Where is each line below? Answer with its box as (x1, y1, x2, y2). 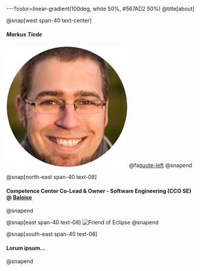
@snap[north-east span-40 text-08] (6, 173, 97, 180)
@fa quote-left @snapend (128, 162, 192, 169)
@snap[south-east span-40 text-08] (6, 230, 98, 238)
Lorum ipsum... (6, 244, 45, 252)
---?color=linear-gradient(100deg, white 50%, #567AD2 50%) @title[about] (6, 5, 195, 12)
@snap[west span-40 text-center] (6, 17, 92, 24)
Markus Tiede (6, 30, 42, 38)
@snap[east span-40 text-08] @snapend (6, 219, 159, 226)
